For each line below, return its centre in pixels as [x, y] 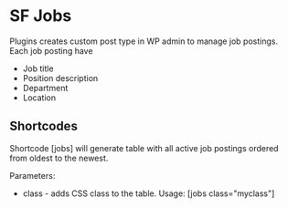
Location [39, 98]
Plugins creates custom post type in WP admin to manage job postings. [144, 41]
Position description [60, 78]
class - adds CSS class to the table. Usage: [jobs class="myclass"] [149, 193]
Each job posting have [51, 50]
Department [45, 88]
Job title [38, 68]
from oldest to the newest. [59, 158]
